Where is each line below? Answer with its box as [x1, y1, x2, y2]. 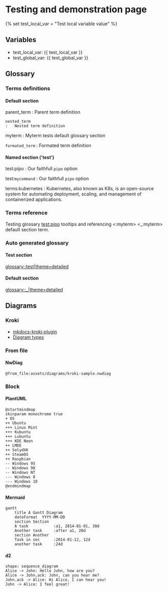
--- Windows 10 [5, 479, 38, 484]
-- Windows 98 [5, 466, 36, 471]
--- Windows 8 [5, 474, 36, 480]
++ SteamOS [5, 452, 29, 457]
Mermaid [5, 494, 25, 501]
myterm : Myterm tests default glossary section [5, 133, 106, 139]
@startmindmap [5, 407, 36, 412]
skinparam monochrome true [5, 412, 63, 417]
